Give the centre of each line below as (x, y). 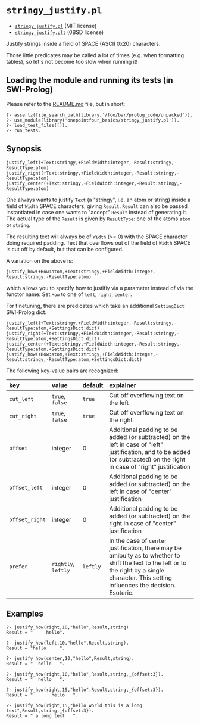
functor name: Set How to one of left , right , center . (69, 294)
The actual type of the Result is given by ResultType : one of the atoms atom (98, 219)
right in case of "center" (143, 523)
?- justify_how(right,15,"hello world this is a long (74, 706)
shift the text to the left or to (148, 563)
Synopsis (24, 149)
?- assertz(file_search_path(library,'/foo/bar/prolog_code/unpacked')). (100, 115)
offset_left (26, 488)
